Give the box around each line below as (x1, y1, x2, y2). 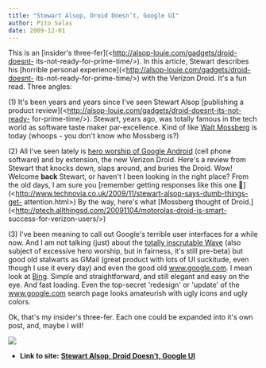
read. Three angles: (8, 82, 73, 91)
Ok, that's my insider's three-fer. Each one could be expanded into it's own (8, 312, 253, 322)
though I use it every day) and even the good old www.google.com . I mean (8, 263, 253, 273)
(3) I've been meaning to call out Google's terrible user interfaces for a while (8, 230, 258, 239)
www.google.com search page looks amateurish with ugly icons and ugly (8, 289, 249, 298)
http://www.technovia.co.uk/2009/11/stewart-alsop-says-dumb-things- (15, 188, 249, 199)
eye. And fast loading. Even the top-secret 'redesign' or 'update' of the (8, 280, 240, 290)
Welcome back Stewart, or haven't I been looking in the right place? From (8, 172, 249, 181)
